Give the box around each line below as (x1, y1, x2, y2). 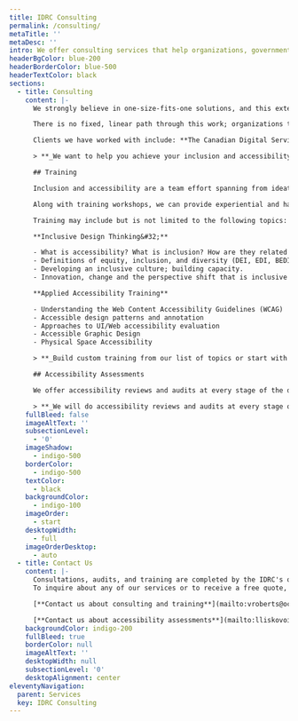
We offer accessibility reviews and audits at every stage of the (32, 385, 284, 395)
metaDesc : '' (9, 37, 58, 47)
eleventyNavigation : (9, 681, 86, 691)
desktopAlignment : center (25, 673, 122, 682)
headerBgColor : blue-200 (9, 54, 101, 63)
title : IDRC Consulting (9, 12, 98, 22)
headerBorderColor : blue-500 (9, 63, 117, 72)
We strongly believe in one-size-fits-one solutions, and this (32, 104, 272, 113)
